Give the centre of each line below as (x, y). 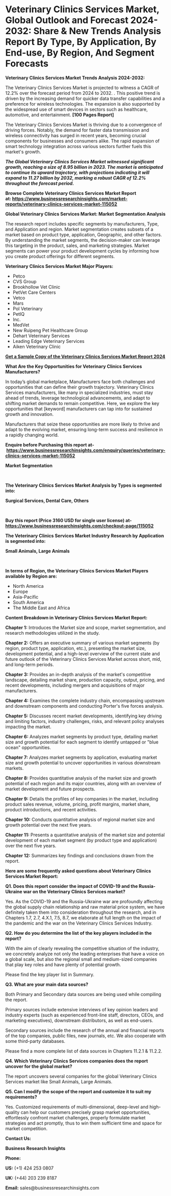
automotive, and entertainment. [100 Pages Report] (59, 115)
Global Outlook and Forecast (67, 20)
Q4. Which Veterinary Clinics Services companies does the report (77, 1061)
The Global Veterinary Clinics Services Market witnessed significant (80, 161)
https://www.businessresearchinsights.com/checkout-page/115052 (80, 526)
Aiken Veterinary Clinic (37, 346)
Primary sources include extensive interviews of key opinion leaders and (82, 1009)
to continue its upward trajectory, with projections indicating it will (77, 172)
